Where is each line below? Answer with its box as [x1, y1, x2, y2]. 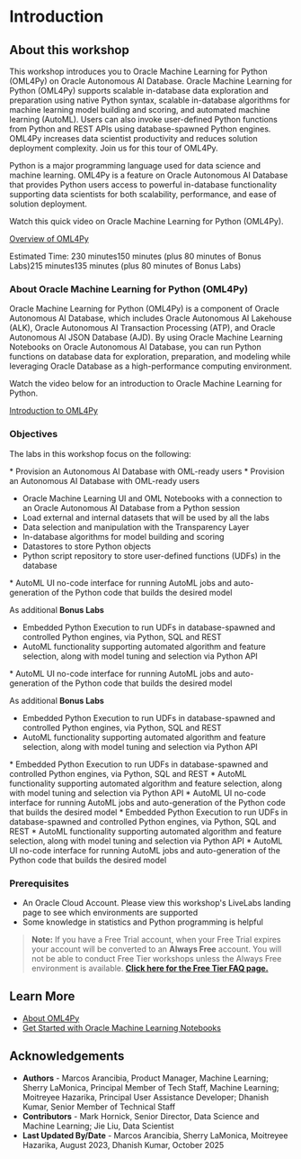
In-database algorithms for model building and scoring [22, 531, 225, 542]
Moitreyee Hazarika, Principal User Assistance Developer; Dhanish [22, 1091, 270, 1102]
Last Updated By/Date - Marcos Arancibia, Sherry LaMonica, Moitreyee [22, 1129, 288, 1141]
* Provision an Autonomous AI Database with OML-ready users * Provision [9, 466, 285, 477]
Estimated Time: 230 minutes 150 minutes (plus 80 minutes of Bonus [9, 251, 262, 261]
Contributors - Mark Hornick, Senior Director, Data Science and [22, 1110, 260, 1121]
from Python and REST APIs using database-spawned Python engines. [9, 123, 271, 134]
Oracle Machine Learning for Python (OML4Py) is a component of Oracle [9, 304, 280, 315]
